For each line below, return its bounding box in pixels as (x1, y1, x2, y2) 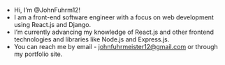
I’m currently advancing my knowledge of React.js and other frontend (13, 28, 215, 36)
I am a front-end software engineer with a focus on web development (13, 13, 215, 21)
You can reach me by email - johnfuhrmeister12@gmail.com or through (13, 43, 218, 50)
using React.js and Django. (13, 21, 92, 28)
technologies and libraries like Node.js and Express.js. (13, 35, 170, 44)
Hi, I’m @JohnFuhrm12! (13, 6, 81, 14)
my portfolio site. (13, 50, 63, 58)
